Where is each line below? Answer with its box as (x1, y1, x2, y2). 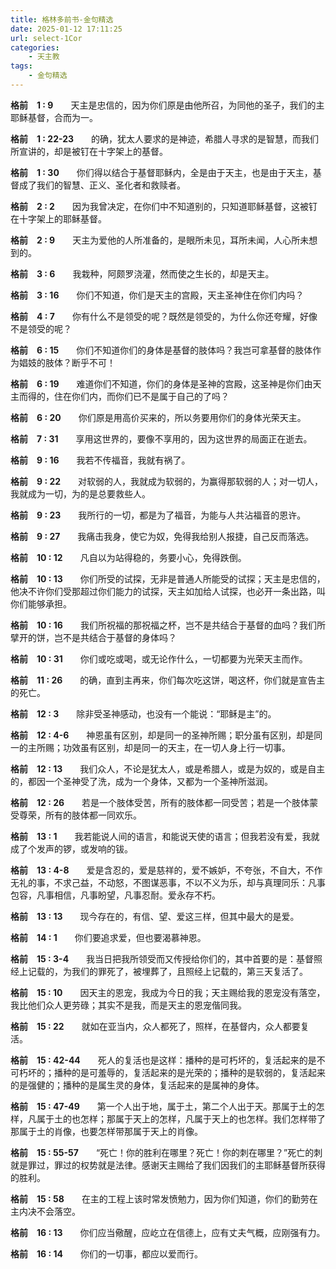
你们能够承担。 (10, 597, 72, 610)
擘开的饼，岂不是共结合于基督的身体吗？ (10, 631, 177, 643)
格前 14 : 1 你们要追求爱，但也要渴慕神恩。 (10, 931, 207, 943)
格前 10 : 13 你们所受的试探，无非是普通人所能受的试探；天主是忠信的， (10, 572, 326, 585)
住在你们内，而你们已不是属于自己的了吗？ (53, 390, 230, 402)
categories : (10, 42, 60, 53)
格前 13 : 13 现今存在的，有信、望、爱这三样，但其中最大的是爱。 (10, 910, 300, 922)
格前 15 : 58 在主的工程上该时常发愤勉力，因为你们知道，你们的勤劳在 (10, 1192, 318, 1205)
